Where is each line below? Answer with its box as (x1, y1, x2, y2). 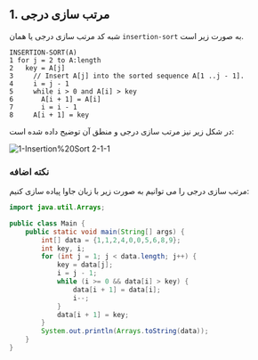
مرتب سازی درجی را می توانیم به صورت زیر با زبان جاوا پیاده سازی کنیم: (9, 186, 250, 197)
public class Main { (9, 218, 86, 228)
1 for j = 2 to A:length (9, 55, 101, 65)
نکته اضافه (9, 165, 50, 177)
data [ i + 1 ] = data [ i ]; (72, 285, 162, 294)
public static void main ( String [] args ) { (25, 227, 185, 236)
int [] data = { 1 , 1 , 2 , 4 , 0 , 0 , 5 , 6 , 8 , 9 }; (41, 235, 181, 244)
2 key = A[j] (9, 63, 66, 72)
